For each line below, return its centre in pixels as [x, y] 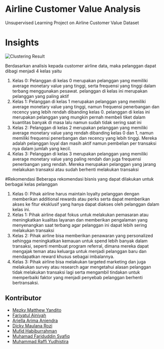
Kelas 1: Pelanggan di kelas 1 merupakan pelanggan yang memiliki [79, 101]
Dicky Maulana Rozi [32, 325]
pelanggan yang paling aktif [40, 96]
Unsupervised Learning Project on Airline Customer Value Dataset [72, 23]
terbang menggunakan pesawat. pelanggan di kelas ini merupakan [80, 91]
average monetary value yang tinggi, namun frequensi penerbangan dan [86, 106]
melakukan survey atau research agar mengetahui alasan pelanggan [82, 267]
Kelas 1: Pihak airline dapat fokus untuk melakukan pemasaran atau [80, 215]
